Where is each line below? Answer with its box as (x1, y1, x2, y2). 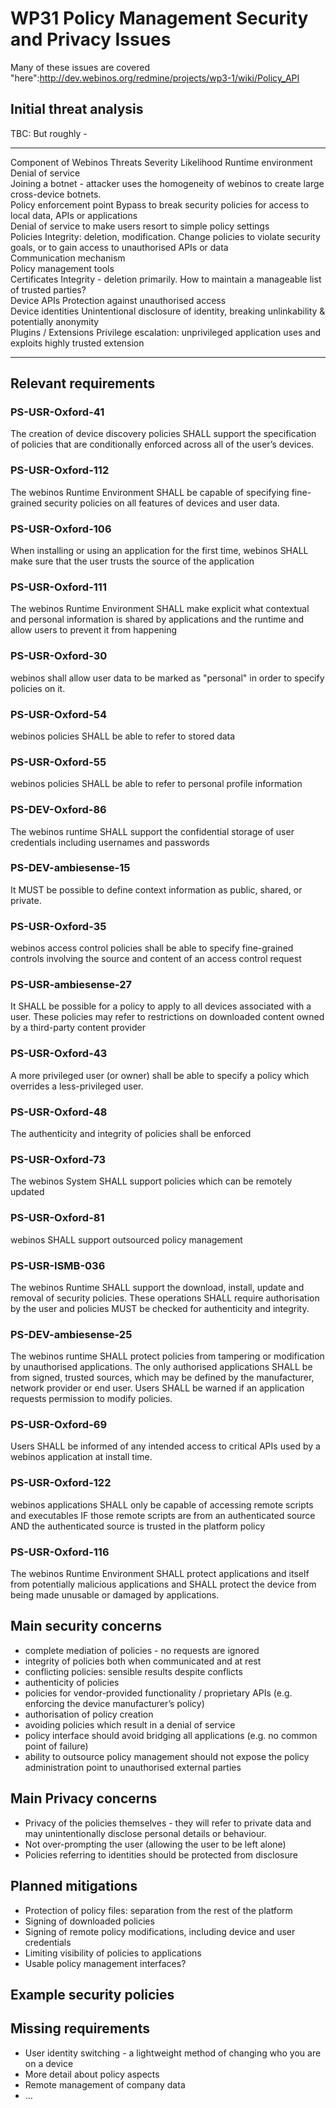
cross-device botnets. (10, 188, 102, 200)
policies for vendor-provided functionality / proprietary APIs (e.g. (24, 1687, 293, 1699)
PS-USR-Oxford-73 (10, 1152, 107, 1166)
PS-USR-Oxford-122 (10, 1476, 112, 1490)
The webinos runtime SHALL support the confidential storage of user (10, 825, 295, 837)
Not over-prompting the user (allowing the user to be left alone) (24, 1838, 287, 1850)
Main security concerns (10, 1618, 163, 1635)
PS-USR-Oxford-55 (10, 755, 107, 769)
